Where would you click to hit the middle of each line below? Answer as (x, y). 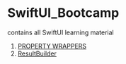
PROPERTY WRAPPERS (52, 46)
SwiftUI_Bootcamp (63, 13)
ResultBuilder (37, 53)
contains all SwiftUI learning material (61, 32)
